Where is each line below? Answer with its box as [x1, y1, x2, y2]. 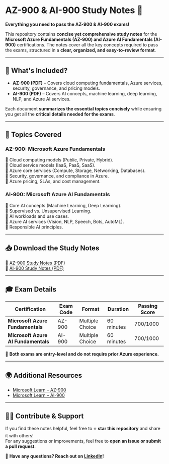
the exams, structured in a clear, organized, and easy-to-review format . [5, 47, 156, 53]
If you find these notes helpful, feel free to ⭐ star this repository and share [5, 425, 161, 431]
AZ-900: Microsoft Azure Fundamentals [5, 146, 106, 153]
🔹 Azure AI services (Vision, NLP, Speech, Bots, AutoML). [5, 218, 124, 224]
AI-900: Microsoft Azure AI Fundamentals [5, 191, 110, 198]
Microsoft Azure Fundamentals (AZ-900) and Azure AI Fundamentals [5, 36, 153, 42]
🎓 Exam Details [5, 285, 57, 294]
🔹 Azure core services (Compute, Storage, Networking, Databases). [5, 167, 146, 173]
